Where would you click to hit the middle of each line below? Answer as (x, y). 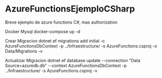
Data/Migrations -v (24, 51)
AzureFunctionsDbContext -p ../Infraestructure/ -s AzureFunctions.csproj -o (81, 46)
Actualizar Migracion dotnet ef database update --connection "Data (73, 60)
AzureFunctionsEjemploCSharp (70, 9)
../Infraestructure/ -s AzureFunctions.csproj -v (51, 70)
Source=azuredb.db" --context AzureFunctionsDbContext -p (66, 65)
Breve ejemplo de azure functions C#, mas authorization (61, 22)
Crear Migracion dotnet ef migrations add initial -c (55, 41)
